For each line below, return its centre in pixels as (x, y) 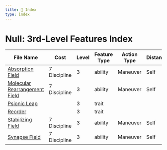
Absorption (21, 69)
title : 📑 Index (21, 10)
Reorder (17, 112)
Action (129, 54)
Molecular (19, 83)
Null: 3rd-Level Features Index (69, 39)
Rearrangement (26, 90)
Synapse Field (24, 137)
